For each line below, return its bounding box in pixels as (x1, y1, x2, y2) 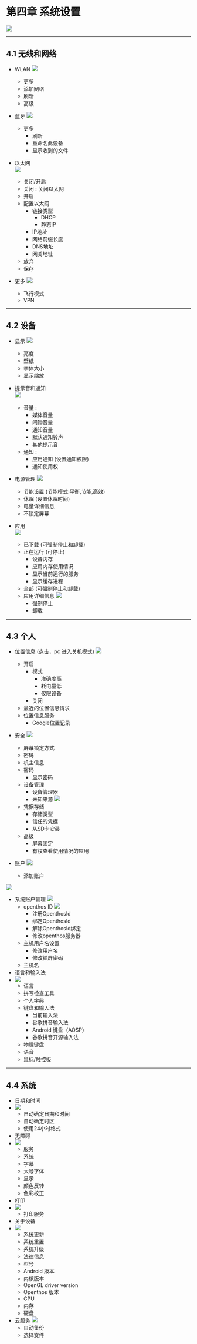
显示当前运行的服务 (32, 570, 79, 577)
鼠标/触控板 (23, 1056, 52, 1063)
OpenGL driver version (23, 1282, 79, 1289)
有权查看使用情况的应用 (32, 847, 89, 854)
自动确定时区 (23, 1117, 55, 1125)
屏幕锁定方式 (23, 744, 55, 751)
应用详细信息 (23, 592, 55, 599)
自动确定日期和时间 (23, 1110, 70, 1117)
